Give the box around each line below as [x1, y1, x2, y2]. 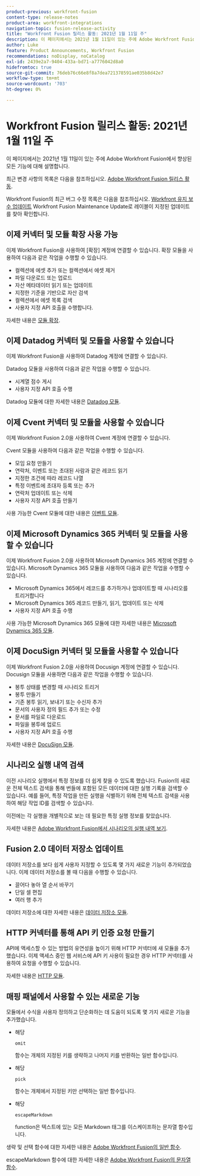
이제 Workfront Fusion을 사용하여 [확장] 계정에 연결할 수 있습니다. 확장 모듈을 [6, 246, 187, 254]
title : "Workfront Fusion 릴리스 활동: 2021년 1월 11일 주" [6, 31, 147, 37]
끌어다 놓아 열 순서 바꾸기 [14, 881, 74, 888]
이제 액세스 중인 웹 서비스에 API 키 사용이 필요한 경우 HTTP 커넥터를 [28, 952, 187, 959]
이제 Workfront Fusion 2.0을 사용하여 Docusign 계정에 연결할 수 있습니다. [6, 663, 180, 670]
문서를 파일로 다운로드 [14, 713, 67, 720]
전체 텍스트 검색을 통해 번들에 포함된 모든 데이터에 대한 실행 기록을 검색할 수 [12, 784, 189, 792]
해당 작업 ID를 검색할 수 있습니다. [17, 799, 94, 806]
